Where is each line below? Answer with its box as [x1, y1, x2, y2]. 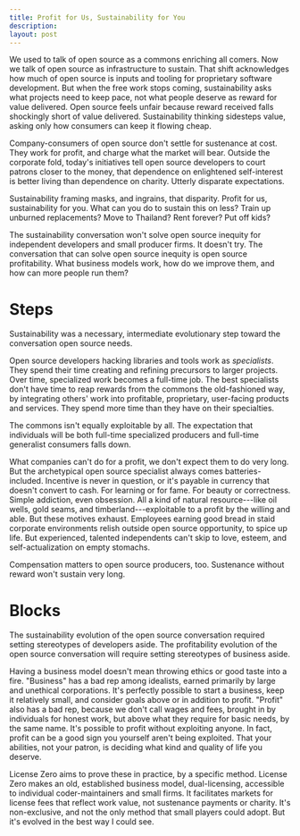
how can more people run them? [9, 267, 129, 278]
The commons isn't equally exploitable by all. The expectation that [9, 420, 254, 431]
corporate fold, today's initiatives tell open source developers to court [9, 157, 266, 168]
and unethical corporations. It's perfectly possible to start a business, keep [9, 685, 285, 696]
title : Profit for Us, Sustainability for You [9, 13, 186, 22]
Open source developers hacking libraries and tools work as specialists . [9, 355, 274, 367]
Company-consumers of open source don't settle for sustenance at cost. [9, 138, 279, 148]
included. [9, 476, 44, 486]
